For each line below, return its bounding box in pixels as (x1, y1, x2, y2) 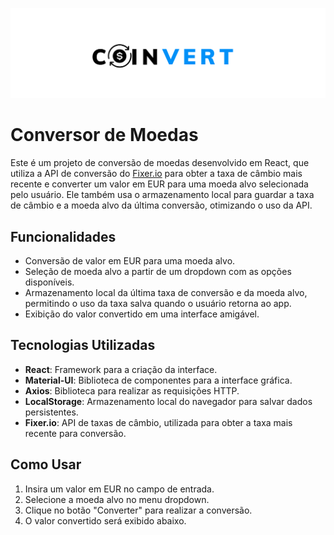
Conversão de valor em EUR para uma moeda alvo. (24, 254, 236, 267)
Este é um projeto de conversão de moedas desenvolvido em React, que (10, 157, 310, 169)
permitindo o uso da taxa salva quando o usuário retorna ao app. (24, 297, 292, 309)
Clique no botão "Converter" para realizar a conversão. (24, 504, 253, 516)
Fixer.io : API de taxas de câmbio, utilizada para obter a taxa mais (24, 416, 293, 428)
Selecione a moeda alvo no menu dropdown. (24, 493, 210, 505)
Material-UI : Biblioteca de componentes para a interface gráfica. (24, 374, 293, 386)
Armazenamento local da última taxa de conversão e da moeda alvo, (24, 286, 308, 298)
